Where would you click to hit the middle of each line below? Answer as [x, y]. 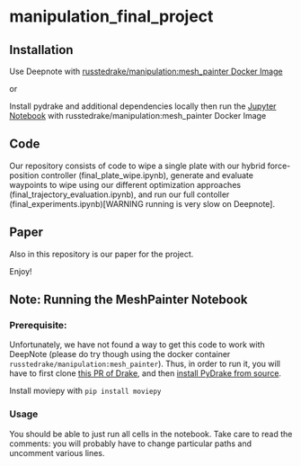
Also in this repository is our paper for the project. [102, 254]
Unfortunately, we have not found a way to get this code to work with [137, 345]
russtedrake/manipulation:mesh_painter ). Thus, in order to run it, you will [145, 364]
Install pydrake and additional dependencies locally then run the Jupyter [143, 106]
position [24, 175]
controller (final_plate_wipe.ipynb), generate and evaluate [147, 175]
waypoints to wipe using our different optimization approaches [125, 184]
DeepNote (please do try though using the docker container [120, 354]
